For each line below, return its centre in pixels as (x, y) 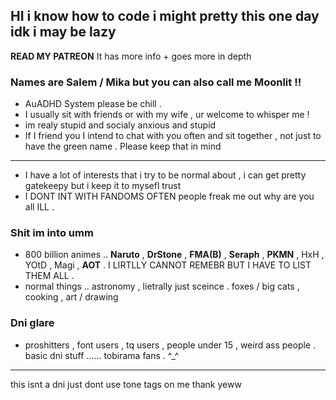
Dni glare (32, 323)
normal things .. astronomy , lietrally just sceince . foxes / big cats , (162, 286)
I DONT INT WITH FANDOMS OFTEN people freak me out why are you (169, 196)
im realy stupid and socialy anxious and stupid (120, 125)
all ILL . (39, 207)
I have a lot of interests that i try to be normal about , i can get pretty (165, 175)
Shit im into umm (52, 233)
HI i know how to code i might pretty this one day (165, 16)
